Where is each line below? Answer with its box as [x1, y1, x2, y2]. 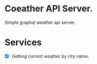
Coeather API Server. [4, 3, 93, 14]
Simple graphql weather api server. [4, 19, 76, 25]
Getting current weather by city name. [11, 53, 89, 59]
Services [4, 37, 42, 48]
